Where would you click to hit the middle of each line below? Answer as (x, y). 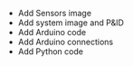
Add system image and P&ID (71, 23)
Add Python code (51, 52)
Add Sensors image (55, 13)
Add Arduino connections (66, 42)
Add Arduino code (52, 32)
